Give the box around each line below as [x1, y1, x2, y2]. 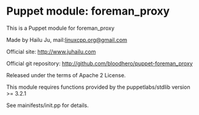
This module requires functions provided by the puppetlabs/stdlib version [6, 83, 190, 91]
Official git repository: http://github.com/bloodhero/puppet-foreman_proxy [6, 60, 193, 67]
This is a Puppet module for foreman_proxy [6, 24, 114, 32]
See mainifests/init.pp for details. [6, 102, 89, 109]
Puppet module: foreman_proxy [6, 4, 170, 18]
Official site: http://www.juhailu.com [6, 47, 96, 55]
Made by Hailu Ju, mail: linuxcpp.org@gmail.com [6, 36, 128, 43]
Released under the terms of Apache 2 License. [6, 71, 126, 78]
